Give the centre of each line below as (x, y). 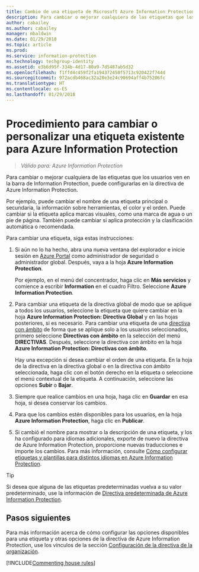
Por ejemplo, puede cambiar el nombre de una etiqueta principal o (87, 201)
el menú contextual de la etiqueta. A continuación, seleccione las (94, 378)
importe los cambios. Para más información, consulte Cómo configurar (101, 451)
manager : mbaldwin (29, 34)
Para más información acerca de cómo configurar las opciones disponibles (98, 532)
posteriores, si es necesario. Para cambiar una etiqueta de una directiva (102, 323)
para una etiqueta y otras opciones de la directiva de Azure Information (93, 539)
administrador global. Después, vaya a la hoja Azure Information (94, 262)
